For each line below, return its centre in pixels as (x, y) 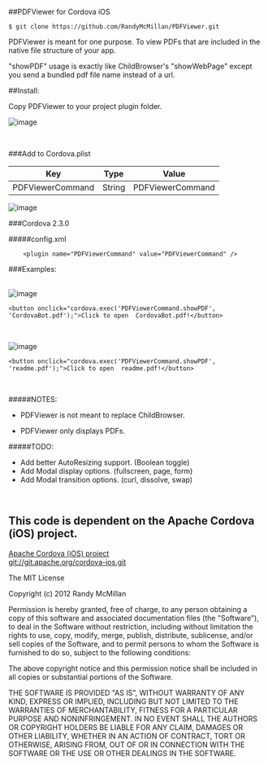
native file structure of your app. (62, 50)
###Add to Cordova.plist (50, 153)
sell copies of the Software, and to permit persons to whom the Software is (134, 644)
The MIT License (37, 578)
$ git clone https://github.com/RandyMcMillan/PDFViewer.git (114, 27)
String (114, 188)
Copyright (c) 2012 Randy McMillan (67, 593)
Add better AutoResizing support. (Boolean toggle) (105, 462)
